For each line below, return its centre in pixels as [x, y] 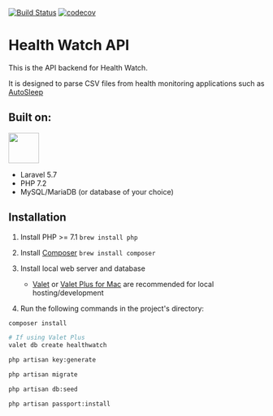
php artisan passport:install [60, 404]
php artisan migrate [43, 375]
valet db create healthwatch [58, 345]
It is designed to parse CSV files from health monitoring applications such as [136, 83]
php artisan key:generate [52, 360]
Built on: [30, 118]
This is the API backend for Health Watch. [78, 67]
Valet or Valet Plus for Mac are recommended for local [123, 284]
